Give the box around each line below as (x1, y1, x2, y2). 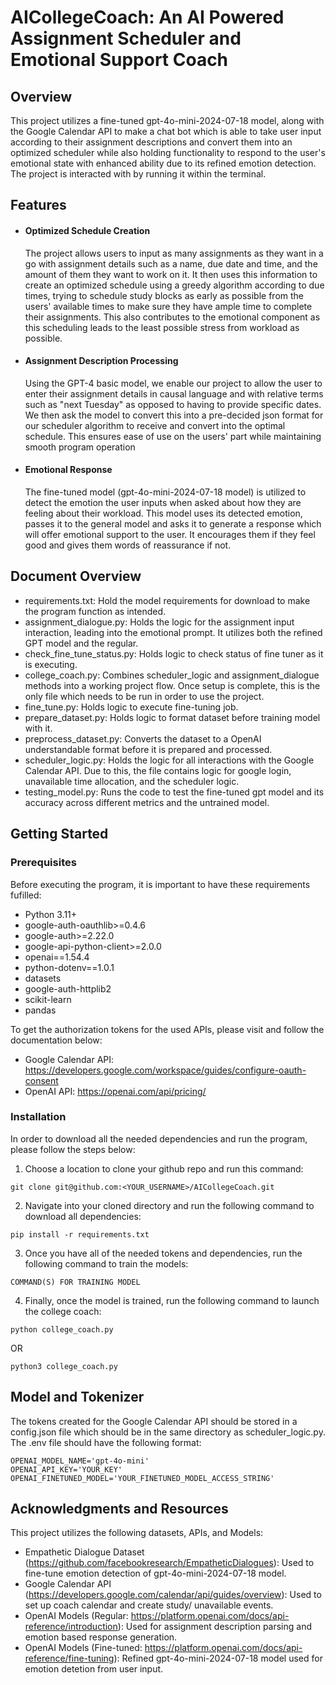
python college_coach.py (10, 1324, 114, 1335)
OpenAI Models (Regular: (24, 1610, 129, 1622)
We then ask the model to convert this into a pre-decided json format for (24, 409, 324, 421)
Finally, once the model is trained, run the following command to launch (24, 1294, 320, 1306)
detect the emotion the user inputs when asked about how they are (24, 497, 302, 508)
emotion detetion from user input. (24, 1663, 164, 1675)
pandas (24, 1004, 57, 1016)
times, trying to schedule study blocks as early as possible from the (24, 289, 305, 301)
